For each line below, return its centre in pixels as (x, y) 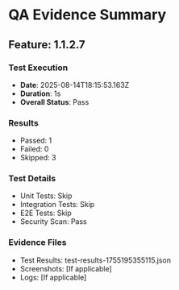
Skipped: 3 (38, 158)
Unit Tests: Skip (46, 196)
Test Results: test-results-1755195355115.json (96, 260)
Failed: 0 (34, 149)
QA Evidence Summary (87, 15)
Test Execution (38, 68)
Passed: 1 (36, 141)
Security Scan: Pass (53, 222)
